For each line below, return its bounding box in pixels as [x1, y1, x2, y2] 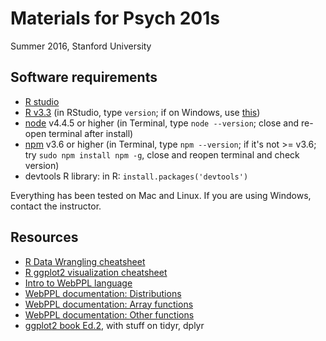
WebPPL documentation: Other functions [24, 308, 195, 321]
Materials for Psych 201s [10, 7, 221, 30]
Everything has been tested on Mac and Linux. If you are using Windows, [10, 189, 312, 201]
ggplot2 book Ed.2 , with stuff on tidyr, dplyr [24, 319, 205, 331]
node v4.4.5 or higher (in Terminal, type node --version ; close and [24, 117, 299, 129]
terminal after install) [48, 127, 134, 139]
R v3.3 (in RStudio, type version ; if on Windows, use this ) [24, 106, 261, 118]
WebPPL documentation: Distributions [24, 287, 182, 299]
